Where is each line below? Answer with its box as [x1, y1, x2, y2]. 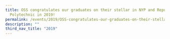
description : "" [5, 21, 39, 27]
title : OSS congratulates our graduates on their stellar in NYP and [5, 7, 155, 13]
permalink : [5, 17, 28, 22]
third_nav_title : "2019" [5, 26, 58, 31]
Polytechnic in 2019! [10, 12, 56, 17]
